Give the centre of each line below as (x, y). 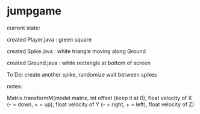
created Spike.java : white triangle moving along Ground (77, 51)
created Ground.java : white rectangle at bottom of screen (79, 63)
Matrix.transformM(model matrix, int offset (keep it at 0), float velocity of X (99, 98)
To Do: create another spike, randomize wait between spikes (82, 74)
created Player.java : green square (49, 39)
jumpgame (34, 11)
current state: (24, 28)
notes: (15, 86)
